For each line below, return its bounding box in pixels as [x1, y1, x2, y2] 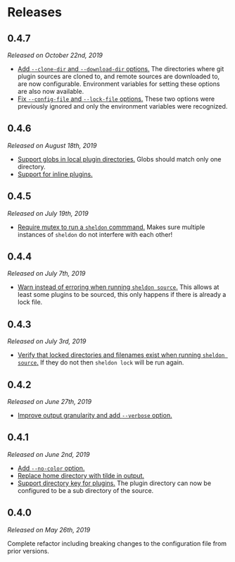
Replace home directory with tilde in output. [17, 471, 145, 479]
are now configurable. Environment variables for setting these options [17, 80, 220, 88]
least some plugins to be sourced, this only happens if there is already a [17, 291, 227, 299]
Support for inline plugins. [17, 170, 93, 178]
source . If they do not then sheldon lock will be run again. [17, 358, 184, 367]
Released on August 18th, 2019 [7, 141, 97, 149]
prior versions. [7, 546, 49, 555]
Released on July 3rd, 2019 [7, 337, 87, 346]
